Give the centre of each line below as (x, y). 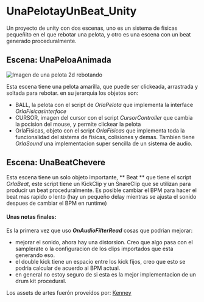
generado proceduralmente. (42, 41)
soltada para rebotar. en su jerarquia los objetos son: (72, 93)
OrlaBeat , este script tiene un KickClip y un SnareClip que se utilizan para (99, 184)
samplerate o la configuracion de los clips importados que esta (94, 249)
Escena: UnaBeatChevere (56, 163)
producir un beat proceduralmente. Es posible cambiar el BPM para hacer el (101, 190)
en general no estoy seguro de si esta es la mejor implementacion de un (105, 274)
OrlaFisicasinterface (41, 111)
